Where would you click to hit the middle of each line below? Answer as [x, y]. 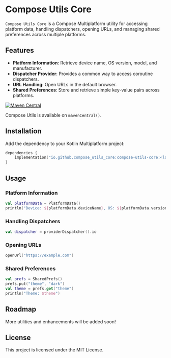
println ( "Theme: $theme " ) [33, 293]
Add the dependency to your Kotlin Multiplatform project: [65, 144]
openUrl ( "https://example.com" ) [39, 256]
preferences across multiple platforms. [46, 34]
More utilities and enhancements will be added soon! [61, 321]
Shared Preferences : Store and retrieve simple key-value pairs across [86, 90]
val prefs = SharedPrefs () [34, 279]
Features [20, 50]
